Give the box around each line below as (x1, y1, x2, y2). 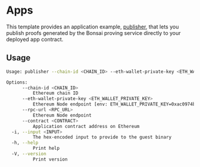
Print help (32, 146, 60, 152)
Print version (32, 156, 68, 162)
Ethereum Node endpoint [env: (32, 101, 108, 107)
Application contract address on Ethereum (32, 123, 140, 129)
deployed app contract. (6, 36, 64, 43)
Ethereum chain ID (32, 90, 79, 97)
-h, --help (11, 140, 39, 146)
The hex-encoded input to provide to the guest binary (32, 134, 171, 140)
